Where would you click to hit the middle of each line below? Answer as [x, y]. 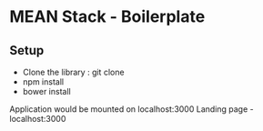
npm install [43, 82]
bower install [46, 91]
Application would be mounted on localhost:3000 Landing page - [131, 109]
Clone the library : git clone [73, 72]
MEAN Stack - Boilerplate [107, 17]
